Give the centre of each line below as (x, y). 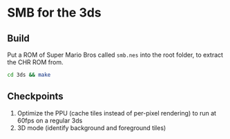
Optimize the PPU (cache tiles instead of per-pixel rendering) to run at (116, 113)
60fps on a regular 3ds (50, 120)
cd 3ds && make (29, 75)
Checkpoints (35, 96)
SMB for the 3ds (54, 13)
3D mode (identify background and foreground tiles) (92, 128)
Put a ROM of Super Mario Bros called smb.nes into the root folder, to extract (115, 55)
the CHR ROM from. (35, 62)
